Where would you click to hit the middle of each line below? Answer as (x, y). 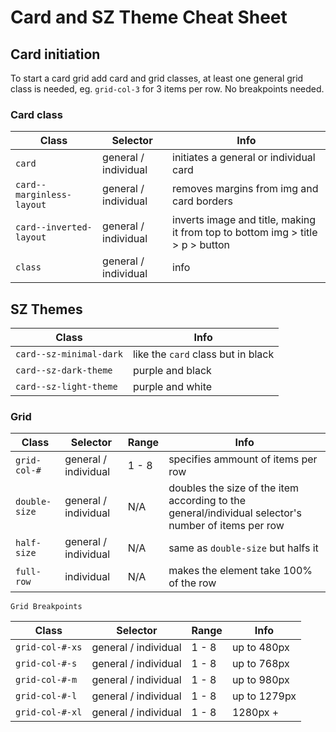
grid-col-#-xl (49, 712)
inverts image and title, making (244, 220)
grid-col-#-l (46, 696)
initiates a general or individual (244, 158)
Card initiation (55, 54)
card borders (202, 201)
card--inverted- (54, 227)
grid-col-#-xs (49, 647)
